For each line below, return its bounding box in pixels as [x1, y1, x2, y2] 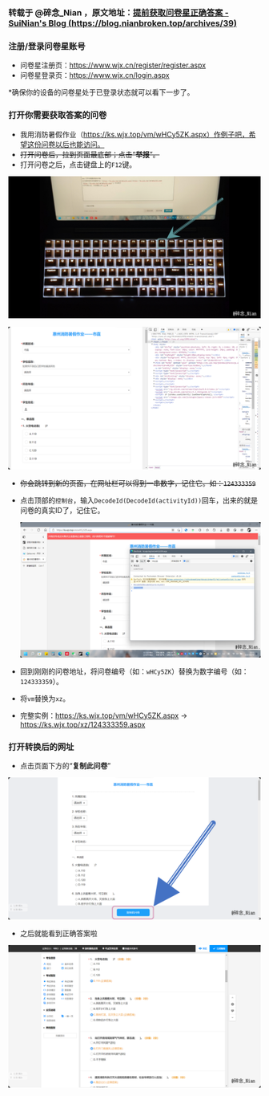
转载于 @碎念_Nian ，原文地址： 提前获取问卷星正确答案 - [8, 6, 230, 18]
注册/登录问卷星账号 [8, 40, 86, 51]
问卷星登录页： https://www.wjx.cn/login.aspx [19, 71, 170, 80]
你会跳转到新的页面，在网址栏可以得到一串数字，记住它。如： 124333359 [19, 478, 256, 487]
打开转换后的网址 [8, 741, 74, 752]
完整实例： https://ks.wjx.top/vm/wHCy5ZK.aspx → [19, 711, 188, 720]
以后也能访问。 [54, 139, 105, 149]
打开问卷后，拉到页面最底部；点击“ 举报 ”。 [19, 149, 160, 159]
